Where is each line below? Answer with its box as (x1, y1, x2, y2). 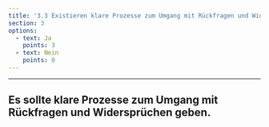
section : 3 (8, 19, 45, 27)
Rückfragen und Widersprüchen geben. (8, 105, 211, 120)
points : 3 (22, 42, 56, 50)
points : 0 (22, 57, 56, 65)
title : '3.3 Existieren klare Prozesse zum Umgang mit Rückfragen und (8, 11, 249, 20)
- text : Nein (15, 49, 59, 57)
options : (8, 26, 38, 34)
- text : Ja (15, 34, 52, 42)
